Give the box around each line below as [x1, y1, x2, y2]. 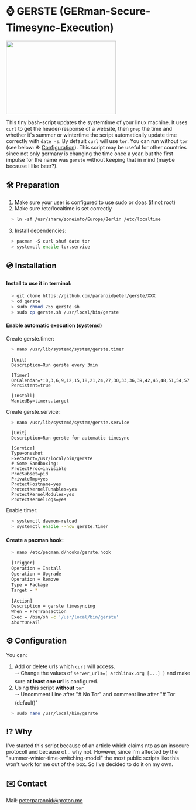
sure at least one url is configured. [14, 678, 98, 685]
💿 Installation [6, 260, 57, 270]
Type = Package [11, 581, 49, 588]
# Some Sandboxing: [11, 461, 59, 467]
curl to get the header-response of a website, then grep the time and [6, 125, 173, 132]
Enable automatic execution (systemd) [6, 322, 102, 329]
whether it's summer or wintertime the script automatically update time [6, 131, 177, 138]
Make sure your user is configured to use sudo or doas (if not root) [14, 199, 176, 206]
